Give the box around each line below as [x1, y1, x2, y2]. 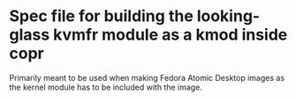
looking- [196, 6, 261, 26]
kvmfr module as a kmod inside [52, 25, 288, 45]
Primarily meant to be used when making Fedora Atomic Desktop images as [9, 72, 285, 83]
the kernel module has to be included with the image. [9, 82, 203, 92]
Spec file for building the [9, 6, 194, 26]
